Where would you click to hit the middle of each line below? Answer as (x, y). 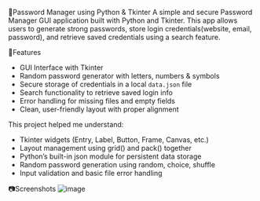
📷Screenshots (32, 189)
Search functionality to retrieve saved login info (96, 93)
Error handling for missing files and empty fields (97, 101)
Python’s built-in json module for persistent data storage (110, 156)
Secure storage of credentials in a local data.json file (106, 84)
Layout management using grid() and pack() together (106, 148)
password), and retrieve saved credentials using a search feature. (114, 37)
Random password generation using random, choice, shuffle (117, 164)
